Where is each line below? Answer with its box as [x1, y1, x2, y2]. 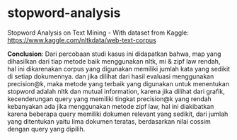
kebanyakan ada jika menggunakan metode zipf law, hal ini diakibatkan [7, 102, 214, 110]
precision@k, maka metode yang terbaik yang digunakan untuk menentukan [7, 79, 230, 88]
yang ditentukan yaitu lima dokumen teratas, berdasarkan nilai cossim [7, 117, 211, 125]
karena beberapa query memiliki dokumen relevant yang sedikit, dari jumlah [7, 110, 229, 118]
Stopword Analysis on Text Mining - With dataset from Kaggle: [7, 28, 190, 37]
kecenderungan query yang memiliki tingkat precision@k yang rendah [7, 94, 212, 103]
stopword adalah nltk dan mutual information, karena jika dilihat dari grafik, [7, 87, 225, 95]
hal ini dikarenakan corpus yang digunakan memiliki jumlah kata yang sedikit [7, 64, 231, 73]
